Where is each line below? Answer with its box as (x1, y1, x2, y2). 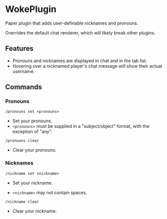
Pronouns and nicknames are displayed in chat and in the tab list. (12, 58, 147, 64)
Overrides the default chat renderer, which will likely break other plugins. (5, 30, 155, 36)
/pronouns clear (5, 138, 39, 143)
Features (5, 44, 34, 53)
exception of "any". (12, 129, 53, 135)
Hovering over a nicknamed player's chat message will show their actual (12, 63, 162, 69)
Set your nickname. (12, 179, 53, 186)
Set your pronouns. (12, 118, 53, 124)
